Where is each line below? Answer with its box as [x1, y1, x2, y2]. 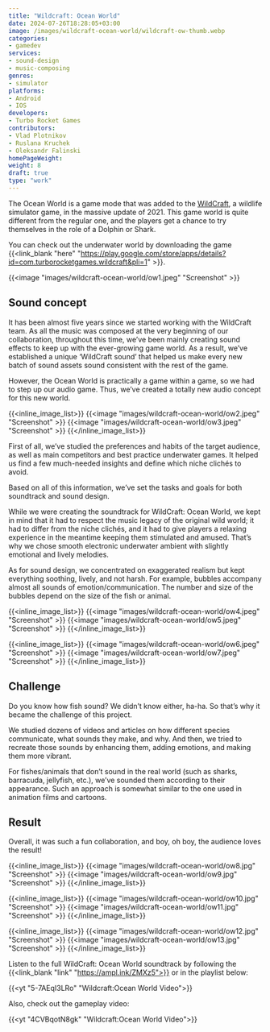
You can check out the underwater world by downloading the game [8, 239, 232, 250]
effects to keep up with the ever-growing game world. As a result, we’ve [8, 343, 248, 353]
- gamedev [8, 42, 42, 50]
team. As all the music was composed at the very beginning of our [8, 325, 229, 335]
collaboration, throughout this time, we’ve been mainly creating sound [8, 334, 240, 344]
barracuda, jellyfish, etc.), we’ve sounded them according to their [8, 775, 226, 785]
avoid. [8, 466, 29, 476]
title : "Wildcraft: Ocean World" [8, 11, 121, 20]
